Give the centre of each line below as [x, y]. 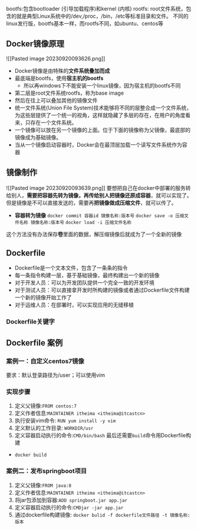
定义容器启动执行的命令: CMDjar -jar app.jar [69, 507]
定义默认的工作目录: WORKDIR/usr [54, 428]
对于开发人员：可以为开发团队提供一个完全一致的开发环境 [84, 283]
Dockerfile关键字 [30, 322]
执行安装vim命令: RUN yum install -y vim [65, 421]
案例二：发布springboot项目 [47, 471]
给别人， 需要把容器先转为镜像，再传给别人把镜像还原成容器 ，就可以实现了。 [99, 195]
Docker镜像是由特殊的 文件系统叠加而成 [62, 70]
